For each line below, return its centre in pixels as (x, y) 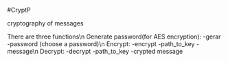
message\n (23, 51)
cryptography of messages (45, 23)
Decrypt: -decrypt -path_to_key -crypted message (112, 51)
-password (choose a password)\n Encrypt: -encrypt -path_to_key (101, 44)
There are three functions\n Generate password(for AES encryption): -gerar (114, 37)
